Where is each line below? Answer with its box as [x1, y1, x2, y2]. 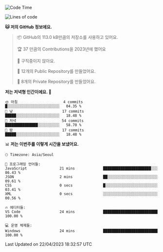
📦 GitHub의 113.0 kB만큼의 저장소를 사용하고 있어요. [17, 34, 118, 40]
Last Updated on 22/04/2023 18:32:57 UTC [5, 241, 92, 247]
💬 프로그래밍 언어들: [5, 162, 41, 167]
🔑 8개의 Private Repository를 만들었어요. [17, 79, 96, 84]
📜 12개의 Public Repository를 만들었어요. [17, 68, 96, 74]
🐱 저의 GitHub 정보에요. [5, 24, 52, 30]
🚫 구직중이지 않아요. [17, 58, 55, 64]
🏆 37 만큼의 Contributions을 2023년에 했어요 [17, 46, 106, 52]
